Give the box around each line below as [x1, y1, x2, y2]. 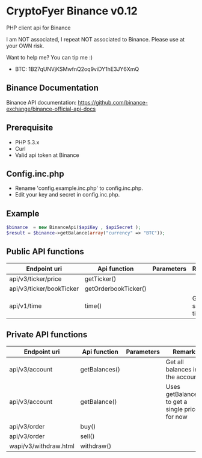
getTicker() [84, 275, 117, 283]
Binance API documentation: [6, 99, 77, 106]
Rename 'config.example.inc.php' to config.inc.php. [14, 185, 143, 192]
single [165, 405, 183, 413]
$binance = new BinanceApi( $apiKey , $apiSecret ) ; [6, 224, 141, 231]
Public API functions [6, 246, 84, 257]
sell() [80, 432, 95, 440]
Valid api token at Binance [14, 151, 79, 159]
